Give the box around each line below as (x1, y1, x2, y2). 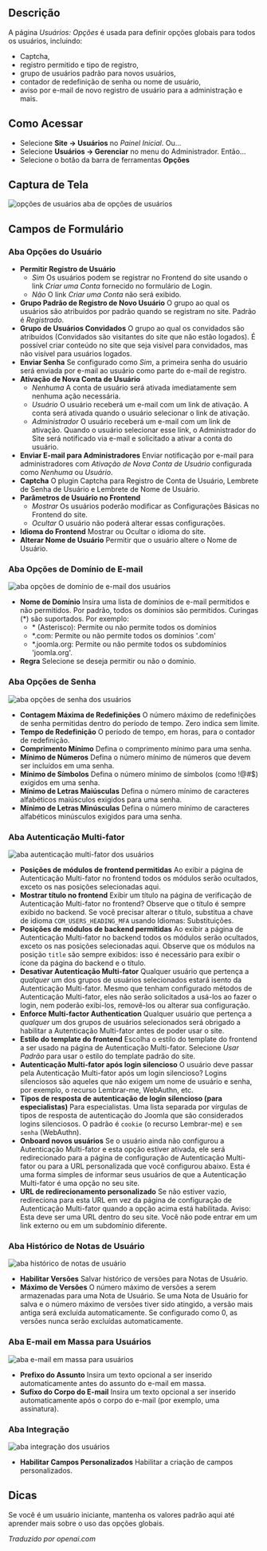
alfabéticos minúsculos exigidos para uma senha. (19, 811, 183, 821)
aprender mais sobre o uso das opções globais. (8, 1518, 165, 1528)
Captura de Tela (8, 179, 89, 192)
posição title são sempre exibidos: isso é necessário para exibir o (19, 950, 241, 960)
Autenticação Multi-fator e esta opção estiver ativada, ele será (19, 1145, 226, 1154)
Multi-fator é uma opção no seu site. (19, 1179, 140, 1188)
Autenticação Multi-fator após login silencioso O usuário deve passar (19, 1060, 253, 1070)
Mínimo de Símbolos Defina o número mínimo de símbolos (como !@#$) (19, 769, 259, 779)
